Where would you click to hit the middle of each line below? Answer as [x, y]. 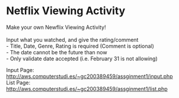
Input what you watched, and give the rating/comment [72, 40]
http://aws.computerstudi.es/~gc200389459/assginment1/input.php [89, 76]
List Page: [18, 82]
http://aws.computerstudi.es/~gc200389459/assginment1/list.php [87, 89]
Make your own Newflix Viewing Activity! [56, 27]
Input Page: [20, 70]
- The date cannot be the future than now [57, 52]
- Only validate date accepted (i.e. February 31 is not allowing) [82, 58]
